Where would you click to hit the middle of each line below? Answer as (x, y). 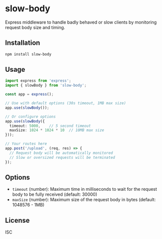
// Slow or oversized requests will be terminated (62, 157)
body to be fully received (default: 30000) (54, 194)
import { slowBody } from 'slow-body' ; (46, 86)
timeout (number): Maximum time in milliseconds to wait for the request (84, 189)
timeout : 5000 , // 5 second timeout (50, 126)
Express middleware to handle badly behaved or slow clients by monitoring (81, 22)
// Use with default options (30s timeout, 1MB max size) (66, 103)
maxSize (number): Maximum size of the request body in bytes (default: (84, 200)
